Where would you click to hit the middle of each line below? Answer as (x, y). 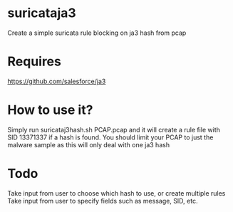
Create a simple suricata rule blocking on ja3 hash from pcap (97, 33)
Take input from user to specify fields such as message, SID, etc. (103, 201)
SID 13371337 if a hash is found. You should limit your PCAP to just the (110, 137)
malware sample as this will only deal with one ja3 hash (88, 144)
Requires (35, 62)
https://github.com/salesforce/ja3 (57, 81)
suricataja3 (42, 13)
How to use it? (50, 110)
